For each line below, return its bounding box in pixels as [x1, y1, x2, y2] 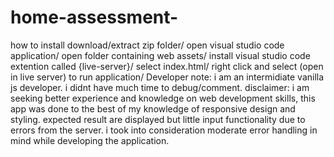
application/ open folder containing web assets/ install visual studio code [10, 49, 311, 61]
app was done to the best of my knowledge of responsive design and [10, 102, 296, 115]
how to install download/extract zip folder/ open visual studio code [10, 39, 285, 51]
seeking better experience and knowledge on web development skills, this [10, 92, 316, 104]
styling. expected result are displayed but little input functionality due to [10, 113, 306, 125]
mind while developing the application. [10, 134, 170, 146]
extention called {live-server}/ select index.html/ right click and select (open [10, 60, 324, 72]
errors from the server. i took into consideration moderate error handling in [10, 124, 318, 136]
